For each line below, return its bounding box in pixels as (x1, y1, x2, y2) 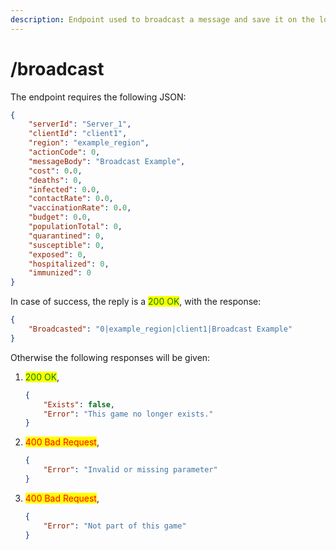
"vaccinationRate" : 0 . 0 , (28, 203, 132, 213)
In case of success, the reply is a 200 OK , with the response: (10, 296, 262, 308)
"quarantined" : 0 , (28, 231, 105, 241)
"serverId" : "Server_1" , (28, 119, 132, 130)
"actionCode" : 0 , (28, 147, 101, 158)
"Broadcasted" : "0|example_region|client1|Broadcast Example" (28, 324, 293, 335)
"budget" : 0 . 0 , (28, 212, 92, 223)
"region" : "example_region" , (28, 138, 150, 148)
